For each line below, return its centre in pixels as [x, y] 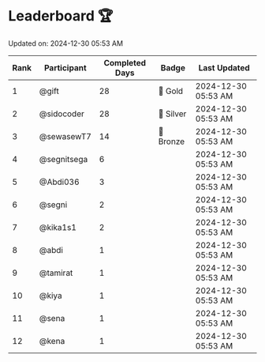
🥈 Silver [172, 114]
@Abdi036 [60, 182]
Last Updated [224, 67]
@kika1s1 [58, 227]
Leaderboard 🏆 [61, 16]
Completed [125, 62]
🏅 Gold [171, 91]
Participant [65, 67]
